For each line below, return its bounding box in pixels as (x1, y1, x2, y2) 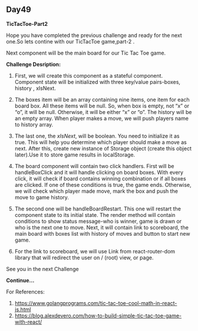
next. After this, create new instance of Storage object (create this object (14, 145, 192, 152)
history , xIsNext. (14, 85, 56, 92)
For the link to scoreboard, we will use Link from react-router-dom (14, 248, 176, 255)
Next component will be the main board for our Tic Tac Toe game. (6, 49, 166, 56)
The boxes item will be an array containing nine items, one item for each (14, 96, 190, 103)
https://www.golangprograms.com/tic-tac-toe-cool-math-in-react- (14, 299, 177, 306)
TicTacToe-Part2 (6, 20, 48, 27)
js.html (14, 306, 31, 313)
